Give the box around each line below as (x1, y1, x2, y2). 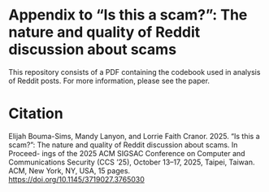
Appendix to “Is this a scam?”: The (8, 6, 248, 24)
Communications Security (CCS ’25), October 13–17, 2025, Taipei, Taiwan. (8, 157, 255, 167)
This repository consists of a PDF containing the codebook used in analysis (8, 67, 261, 76)
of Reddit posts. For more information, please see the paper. (8, 76, 210, 85)
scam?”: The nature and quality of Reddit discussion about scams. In (8, 140, 238, 150)
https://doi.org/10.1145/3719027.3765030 (8, 174, 145, 184)
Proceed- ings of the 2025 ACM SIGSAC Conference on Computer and (8, 148, 245, 158)
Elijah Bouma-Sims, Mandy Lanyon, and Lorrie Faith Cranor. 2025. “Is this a (8, 131, 260, 141)
